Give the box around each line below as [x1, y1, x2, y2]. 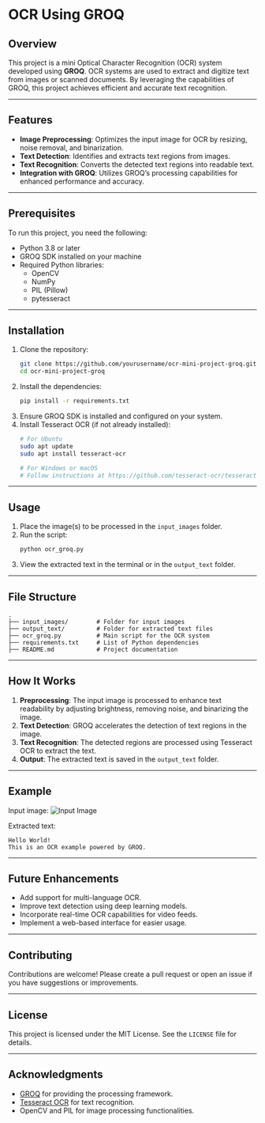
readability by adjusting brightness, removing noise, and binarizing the [19, 704, 248, 713]
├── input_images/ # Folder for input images [8, 618, 185, 626]
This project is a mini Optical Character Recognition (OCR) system [8, 58, 222, 67]
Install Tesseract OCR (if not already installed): [19, 420, 171, 429]
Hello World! [8, 836, 51, 844]
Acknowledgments [8, 1068, 104, 1081]
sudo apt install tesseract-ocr [19, 449, 126, 458]
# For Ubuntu [19, 435, 63, 444]
